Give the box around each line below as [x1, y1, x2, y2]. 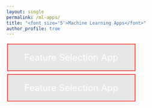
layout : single [6, 8, 44, 15]
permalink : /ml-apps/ [6, 14, 61, 20]
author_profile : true [6, 25, 61, 32]
